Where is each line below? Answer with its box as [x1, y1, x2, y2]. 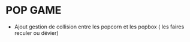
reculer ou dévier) [14, 29, 59, 36]
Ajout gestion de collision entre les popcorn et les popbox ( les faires [14, 23, 185, 30]
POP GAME [5, 4, 62, 17]
